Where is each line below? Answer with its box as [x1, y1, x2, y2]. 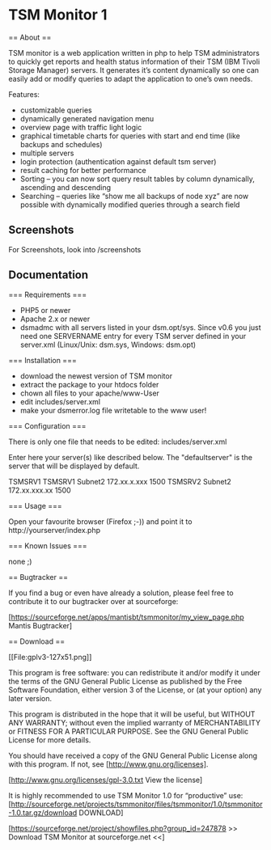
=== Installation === [8, 355, 77, 365]
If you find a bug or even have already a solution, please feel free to [8, 588, 234, 598]
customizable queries [19, 105, 92, 115]
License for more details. [8, 734, 91, 745]
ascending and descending [19, 182, 112, 192]
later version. [8, 693, 53, 703]
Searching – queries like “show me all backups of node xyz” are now [19, 191, 249, 201]
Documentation [8, 269, 89, 282]
